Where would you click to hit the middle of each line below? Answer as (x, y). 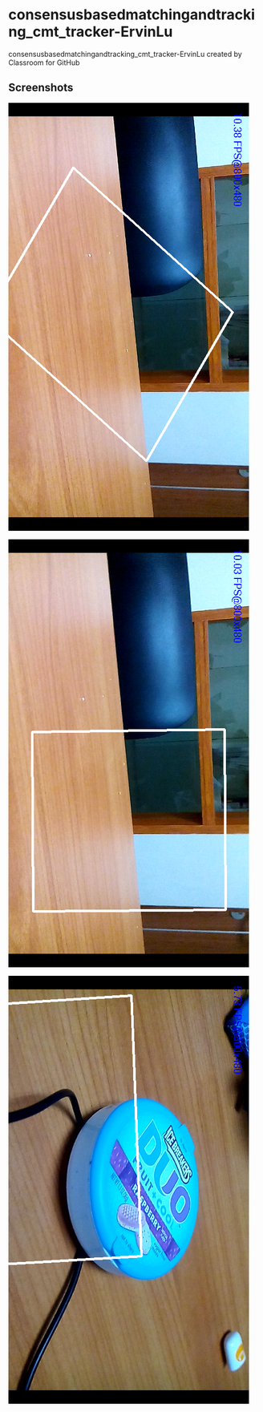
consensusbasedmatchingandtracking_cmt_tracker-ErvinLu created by (125, 54)
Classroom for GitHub (44, 63)
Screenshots (41, 88)
